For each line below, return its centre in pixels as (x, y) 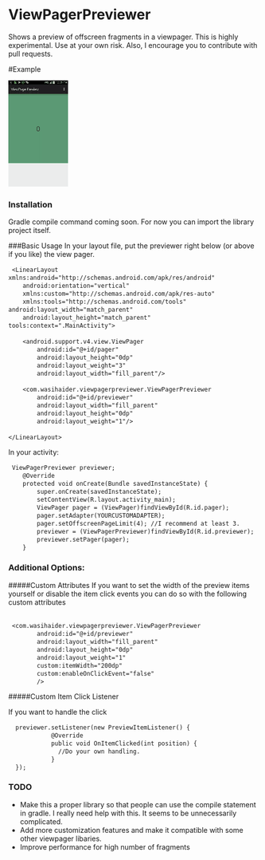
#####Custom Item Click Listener (64, 696)
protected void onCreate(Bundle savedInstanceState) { (115, 484)
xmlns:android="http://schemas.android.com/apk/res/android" (112, 278)
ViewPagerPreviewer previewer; (63, 468)
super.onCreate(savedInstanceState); (99, 492)
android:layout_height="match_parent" (87, 318)
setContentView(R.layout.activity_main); (107, 500)
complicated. (41, 821)
